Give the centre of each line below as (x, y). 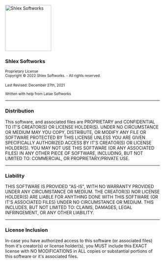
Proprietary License (22, 71)
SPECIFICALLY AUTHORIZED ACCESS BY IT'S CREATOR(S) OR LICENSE (78, 142)
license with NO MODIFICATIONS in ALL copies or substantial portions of (79, 251)
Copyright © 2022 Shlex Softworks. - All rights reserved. (53, 76)
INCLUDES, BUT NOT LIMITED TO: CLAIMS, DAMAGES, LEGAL (69, 207)
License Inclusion (27, 230)
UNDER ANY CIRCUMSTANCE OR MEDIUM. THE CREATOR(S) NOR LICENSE (82, 192)
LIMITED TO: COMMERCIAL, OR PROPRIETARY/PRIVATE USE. (68, 158)
